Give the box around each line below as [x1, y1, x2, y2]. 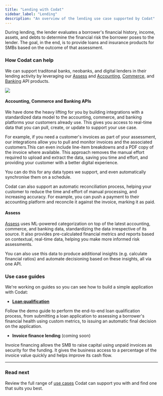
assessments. [5, 242, 33, 247]
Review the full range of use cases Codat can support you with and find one [5, 380, 157, 386]
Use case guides [5, 273, 45, 280]
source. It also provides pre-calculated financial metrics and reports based [5, 231, 154, 237]
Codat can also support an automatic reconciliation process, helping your [5, 183, 152, 189]
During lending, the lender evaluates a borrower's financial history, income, [5, 30, 155, 35]
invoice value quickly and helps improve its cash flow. [5, 352, 113, 358]
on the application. [5, 323, 43, 329]
